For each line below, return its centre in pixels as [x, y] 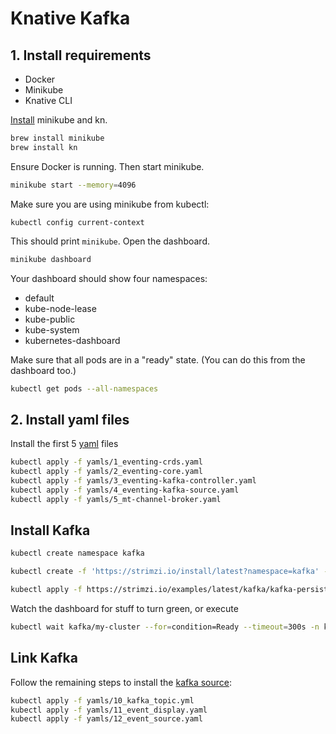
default [39, 298]
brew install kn [44, 147]
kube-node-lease [60, 308]
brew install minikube [57, 138]
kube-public [50, 319]
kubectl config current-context [77, 222]
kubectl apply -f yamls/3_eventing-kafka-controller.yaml [133, 480]
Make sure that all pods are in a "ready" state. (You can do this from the [158, 359]
